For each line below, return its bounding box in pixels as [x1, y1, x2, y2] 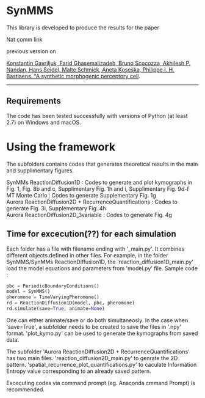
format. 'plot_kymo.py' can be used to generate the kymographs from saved [6, 330, 198, 337]
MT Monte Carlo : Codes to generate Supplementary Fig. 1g [6, 191, 157, 199]
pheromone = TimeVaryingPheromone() [6, 294, 99, 300]
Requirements [6, 96, 61, 106]
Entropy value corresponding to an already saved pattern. [6, 367, 151, 375]
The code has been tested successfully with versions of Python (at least [6, 112, 188, 119]
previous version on [6, 47, 56, 55]
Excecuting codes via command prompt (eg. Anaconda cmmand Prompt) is [6, 379, 195, 386]
